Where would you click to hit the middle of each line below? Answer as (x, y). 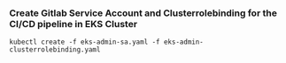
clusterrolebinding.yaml (55, 50)
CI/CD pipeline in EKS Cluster (73, 24)
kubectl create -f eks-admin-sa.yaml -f (85, 42)
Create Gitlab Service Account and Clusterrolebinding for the (143, 13)
